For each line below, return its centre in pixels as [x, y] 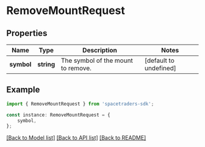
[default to [160, 60]
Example [23, 90]
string [46, 64]
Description [100, 50]
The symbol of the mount [97, 60]
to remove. [76, 68]
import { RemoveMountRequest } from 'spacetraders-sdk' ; [80, 104]
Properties [27, 33]
